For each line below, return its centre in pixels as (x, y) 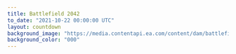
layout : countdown (34, 27)
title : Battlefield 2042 (44, 14)
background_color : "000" (44, 40)
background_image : (34, 33)
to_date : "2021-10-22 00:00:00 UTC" (61, 20)
